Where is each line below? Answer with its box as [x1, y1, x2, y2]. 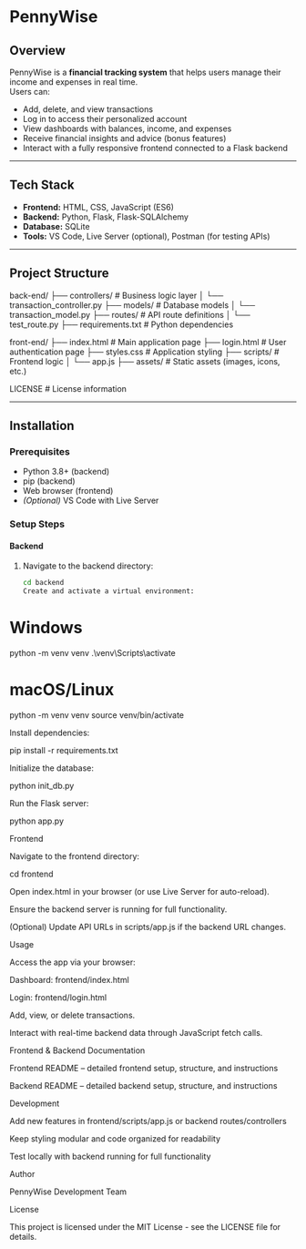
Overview [9, 43, 66, 58]
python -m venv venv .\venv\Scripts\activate [9, 648, 176, 659]
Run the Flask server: [9, 798, 89, 809]
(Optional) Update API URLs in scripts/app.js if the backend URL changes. [9, 922, 287, 933]
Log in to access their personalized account [22, 114, 188, 124]
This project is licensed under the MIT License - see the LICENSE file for [9, 1222, 280, 1233]
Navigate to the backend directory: [22, 560, 154, 571]
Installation [9, 418, 75, 434]
